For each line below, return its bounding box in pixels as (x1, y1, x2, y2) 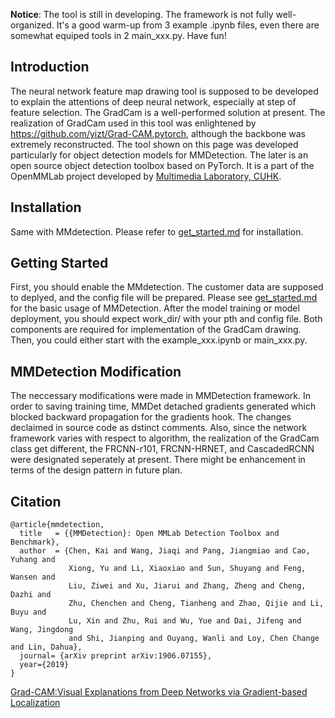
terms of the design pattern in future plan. (10, 464, 183, 476)
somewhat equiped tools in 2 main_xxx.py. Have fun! (10, 30, 227, 41)
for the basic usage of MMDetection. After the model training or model (10, 302, 300, 314)
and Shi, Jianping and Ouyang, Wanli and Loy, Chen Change (68, 634, 320, 644)
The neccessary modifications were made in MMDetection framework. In (10, 390, 311, 402)
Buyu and (10, 607, 47, 618)
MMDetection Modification (10, 363, 182, 380)
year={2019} (19, 660, 70, 670)
